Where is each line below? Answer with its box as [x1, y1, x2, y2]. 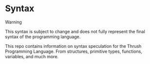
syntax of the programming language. [5, 34, 81, 40]
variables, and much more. [5, 53, 59, 59]
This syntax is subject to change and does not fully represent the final [5, 28, 145, 34]
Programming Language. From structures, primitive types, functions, [5, 48, 143, 54]
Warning [5, 19, 22, 25]
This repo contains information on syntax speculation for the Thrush [5, 43, 142, 49]
